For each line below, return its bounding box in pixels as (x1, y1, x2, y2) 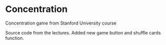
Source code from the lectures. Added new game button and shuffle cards (5, 29, 161, 35)
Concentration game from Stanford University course (5, 20, 117, 26)
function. (5, 35, 24, 41)
